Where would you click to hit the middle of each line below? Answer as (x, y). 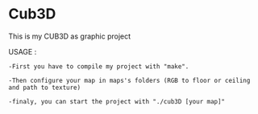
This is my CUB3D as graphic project (70, 36)
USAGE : (23, 51)
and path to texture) (45, 88)
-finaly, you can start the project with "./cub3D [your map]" (117, 101)
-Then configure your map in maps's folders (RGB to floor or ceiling (129, 80)
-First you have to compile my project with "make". (99, 66)
